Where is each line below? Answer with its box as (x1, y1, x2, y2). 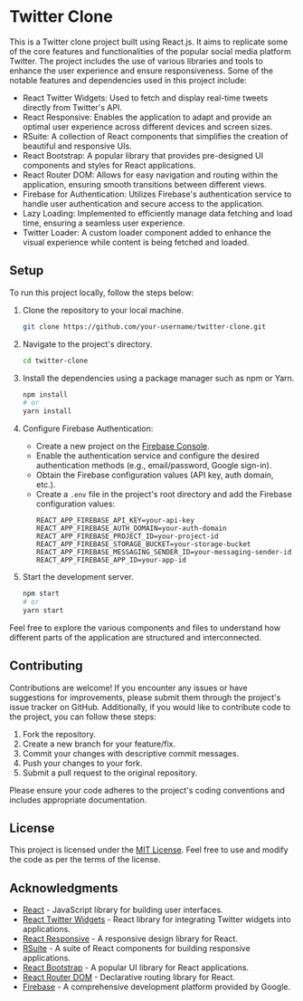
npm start (22, 589, 61, 599)
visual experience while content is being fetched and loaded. (22, 236, 250, 247)
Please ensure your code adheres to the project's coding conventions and (9, 784, 285, 795)
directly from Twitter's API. (22, 101, 123, 112)
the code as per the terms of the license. (9, 854, 161, 865)
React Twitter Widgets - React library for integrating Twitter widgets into (22, 914, 291, 925)
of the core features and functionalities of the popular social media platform (9, 45, 291, 56)
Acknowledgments (9, 881, 119, 896)
